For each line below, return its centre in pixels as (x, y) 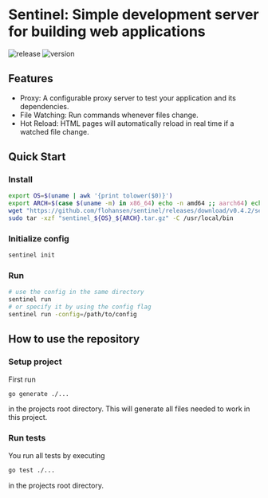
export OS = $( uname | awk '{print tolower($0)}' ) (91, 196)
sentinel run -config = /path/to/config (73, 315)
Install (21, 179)
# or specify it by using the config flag (80, 307)
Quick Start (37, 157)
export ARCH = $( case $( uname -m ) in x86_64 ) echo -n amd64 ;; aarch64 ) (128, 204)
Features (31, 78)
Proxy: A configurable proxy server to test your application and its (128, 98)
